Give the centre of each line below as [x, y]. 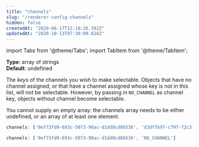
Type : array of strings [33, 62]
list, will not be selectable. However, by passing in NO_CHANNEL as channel [95, 92]
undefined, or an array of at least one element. [63, 117]
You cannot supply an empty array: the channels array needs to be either [95, 110]
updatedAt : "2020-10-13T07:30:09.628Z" [55, 34]
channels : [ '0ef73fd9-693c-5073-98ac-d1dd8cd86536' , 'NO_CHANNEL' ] [91, 138]
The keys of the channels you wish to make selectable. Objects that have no [99, 80]
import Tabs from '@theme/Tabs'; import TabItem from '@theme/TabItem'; [97, 50]
